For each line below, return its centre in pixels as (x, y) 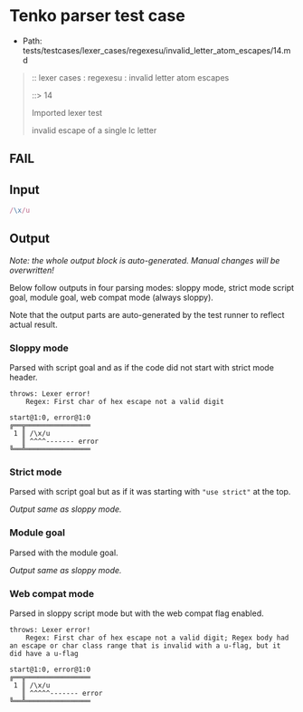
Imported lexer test (66, 112)
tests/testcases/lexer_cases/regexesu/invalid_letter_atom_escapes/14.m (156, 50)
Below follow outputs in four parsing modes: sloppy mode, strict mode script (152, 287)
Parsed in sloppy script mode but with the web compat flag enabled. (137, 613)
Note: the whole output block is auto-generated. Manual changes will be (145, 260)
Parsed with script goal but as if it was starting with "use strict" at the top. (150, 492)
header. (24, 378)
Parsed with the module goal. (64, 553)
